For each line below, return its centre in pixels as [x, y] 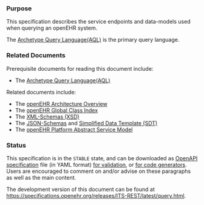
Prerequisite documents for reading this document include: [80, 68]
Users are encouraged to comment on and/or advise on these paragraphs [99, 171]
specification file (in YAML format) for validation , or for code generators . [97, 164]
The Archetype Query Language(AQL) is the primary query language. [93, 40]
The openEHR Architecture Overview [61, 103]
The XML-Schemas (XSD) [47, 117]
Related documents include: [41, 92]
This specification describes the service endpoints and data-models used [98, 22]
